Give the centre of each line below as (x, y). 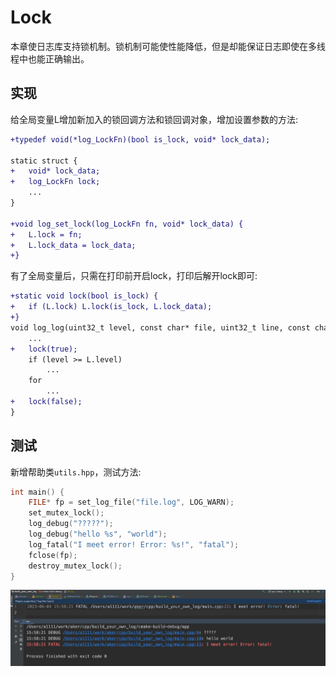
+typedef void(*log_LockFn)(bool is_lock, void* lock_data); (140, 139)
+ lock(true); (44, 349)
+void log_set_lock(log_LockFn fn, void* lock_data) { (127, 224)
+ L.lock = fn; (46, 234)
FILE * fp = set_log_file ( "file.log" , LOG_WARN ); (131, 502)
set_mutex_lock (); (66, 513)
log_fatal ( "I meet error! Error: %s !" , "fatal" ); (134, 544)
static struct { (44, 161)
